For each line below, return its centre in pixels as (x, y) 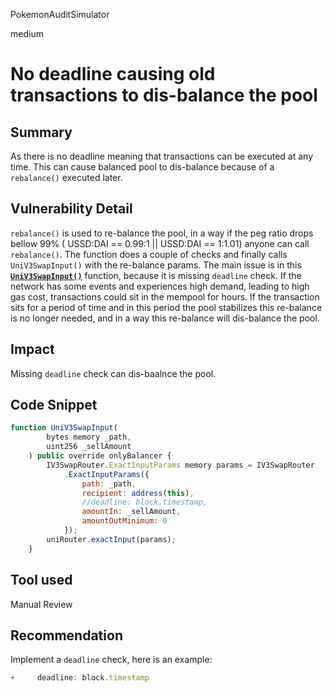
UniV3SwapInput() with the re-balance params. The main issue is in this (156, 265)
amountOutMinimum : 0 (124, 521)
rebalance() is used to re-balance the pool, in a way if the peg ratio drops (162, 233)
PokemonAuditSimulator (60, 14)
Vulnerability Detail (71, 209)
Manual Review (41, 604)
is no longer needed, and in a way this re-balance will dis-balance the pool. (165, 318)
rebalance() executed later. (66, 177)
